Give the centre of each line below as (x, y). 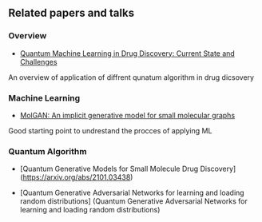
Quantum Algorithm (48, 151)
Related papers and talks (71, 13)
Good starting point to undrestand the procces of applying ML (110, 130)
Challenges (38, 61)
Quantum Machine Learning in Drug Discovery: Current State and (127, 53)
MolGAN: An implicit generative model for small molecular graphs (127, 115)
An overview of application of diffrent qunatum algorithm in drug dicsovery (131, 77)
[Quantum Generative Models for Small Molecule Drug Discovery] (128, 169)
